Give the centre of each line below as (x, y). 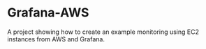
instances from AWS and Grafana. (56, 39)
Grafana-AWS (48, 13)
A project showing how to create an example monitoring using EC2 (103, 32)
